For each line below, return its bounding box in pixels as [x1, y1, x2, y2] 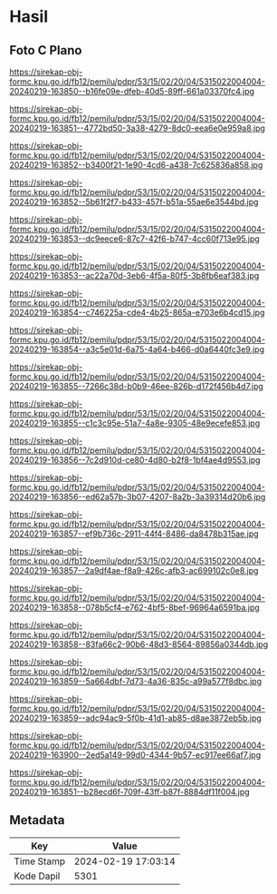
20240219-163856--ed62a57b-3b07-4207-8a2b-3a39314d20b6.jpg [9, 492, 266, 502]
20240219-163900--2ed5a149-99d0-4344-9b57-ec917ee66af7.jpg [9, 750, 262, 760]
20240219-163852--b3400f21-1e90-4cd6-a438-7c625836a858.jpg [9, 160, 263, 170]
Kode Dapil [14, 869, 61, 882]
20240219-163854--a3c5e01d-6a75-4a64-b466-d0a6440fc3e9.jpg [9, 344, 265, 355]
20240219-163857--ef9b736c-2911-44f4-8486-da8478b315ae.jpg [9, 528, 260, 539]
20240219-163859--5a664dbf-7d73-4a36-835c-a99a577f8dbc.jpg [9, 676, 263, 686]
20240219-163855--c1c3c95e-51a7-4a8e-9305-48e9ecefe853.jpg [9, 418, 261, 428]
